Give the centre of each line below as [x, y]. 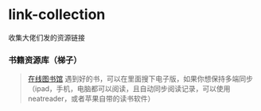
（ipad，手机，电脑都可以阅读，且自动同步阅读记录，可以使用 [129, 89]
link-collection [57, 15]
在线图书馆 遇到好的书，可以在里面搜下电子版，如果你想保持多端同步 [140, 79]
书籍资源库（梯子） [45, 59]
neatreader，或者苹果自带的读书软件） [91, 99]
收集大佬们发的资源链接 [47, 37]
